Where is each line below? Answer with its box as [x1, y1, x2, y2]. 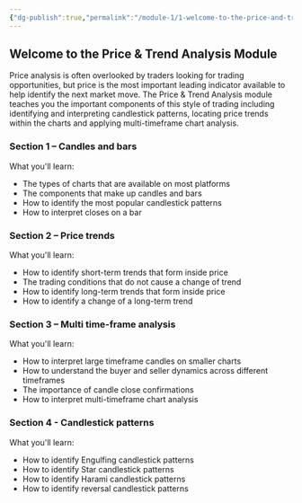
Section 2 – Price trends [9, 229, 115, 242]
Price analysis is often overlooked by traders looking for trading [9, 70, 244, 81]
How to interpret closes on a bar [22, 207, 142, 217]
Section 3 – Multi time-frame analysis [9, 318, 176, 331]
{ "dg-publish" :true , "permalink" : [9, 13, 135, 22]
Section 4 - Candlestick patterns [9, 417, 155, 429]
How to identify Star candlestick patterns [22, 463, 174, 474]
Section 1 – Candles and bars [9, 140, 138, 153]
